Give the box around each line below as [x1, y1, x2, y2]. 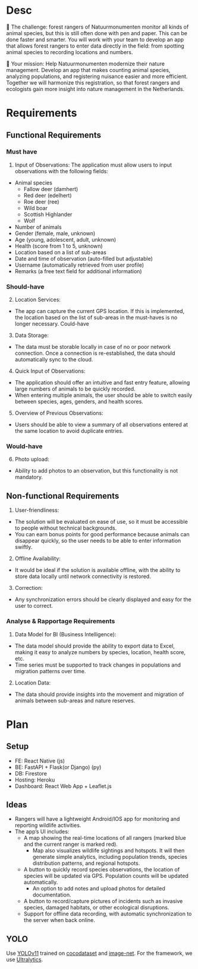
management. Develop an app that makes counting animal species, [6, 66, 171, 73]
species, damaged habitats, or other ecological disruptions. [23, 904, 169, 911]
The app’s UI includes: [14, 828, 70, 835]
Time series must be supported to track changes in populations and [14, 661, 181, 668]
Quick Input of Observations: [14, 367, 86, 375]
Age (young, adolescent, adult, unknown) [14, 236, 117, 243]
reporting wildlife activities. [14, 822, 81, 829]
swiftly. [14, 543, 33, 551]
